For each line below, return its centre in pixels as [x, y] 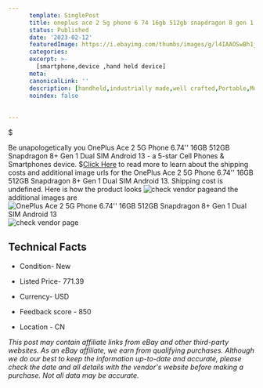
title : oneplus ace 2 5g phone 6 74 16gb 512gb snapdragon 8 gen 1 [141, 23]
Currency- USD [44, 296]
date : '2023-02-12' [60, 37]
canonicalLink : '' [59, 81]
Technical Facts [48, 247]
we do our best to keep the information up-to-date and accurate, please [125, 358]
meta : [38, 74]
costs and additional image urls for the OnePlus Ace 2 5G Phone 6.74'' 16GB [131, 172]
